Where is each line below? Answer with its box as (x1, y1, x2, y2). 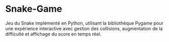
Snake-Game (5, 3, 62, 15)
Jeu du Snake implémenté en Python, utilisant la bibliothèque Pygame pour (5, 20, 164, 26)
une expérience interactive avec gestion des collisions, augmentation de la (5, 25, 163, 31)
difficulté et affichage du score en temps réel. (5, 31, 101, 37)
